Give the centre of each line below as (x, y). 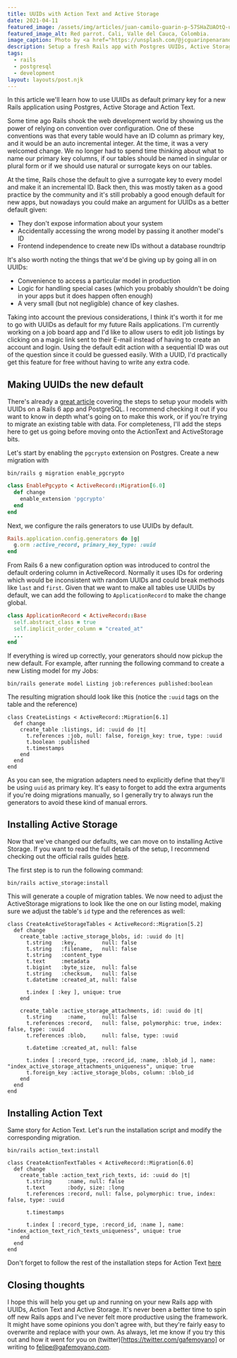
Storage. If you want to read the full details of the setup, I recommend (109, 849)
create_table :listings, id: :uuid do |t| (83, 729)
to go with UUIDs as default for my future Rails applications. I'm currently (114, 325)
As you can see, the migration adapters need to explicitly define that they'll (116, 779)
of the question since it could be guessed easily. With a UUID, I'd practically (117, 355)
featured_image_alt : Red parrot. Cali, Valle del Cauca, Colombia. (109, 34)
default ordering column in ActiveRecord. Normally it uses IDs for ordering (115, 573)
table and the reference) (42, 704)
